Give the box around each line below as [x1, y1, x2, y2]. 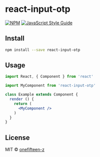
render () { [9, 97, 34, 102]
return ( [14, 101, 32, 106]
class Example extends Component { [5, 92, 78, 97]
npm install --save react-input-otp [5, 47, 80, 52]
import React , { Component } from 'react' [5, 74, 94, 79]
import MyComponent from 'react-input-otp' [5, 83, 96, 88]
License [5, 133, 30, 142]
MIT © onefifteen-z [5, 147, 45, 153]
